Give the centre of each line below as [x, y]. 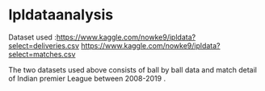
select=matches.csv [42, 54]
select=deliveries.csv [44, 45]
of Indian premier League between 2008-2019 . [87, 78]
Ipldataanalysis [61, 15]
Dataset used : [32, 37]
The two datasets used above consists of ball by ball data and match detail [132, 69]
